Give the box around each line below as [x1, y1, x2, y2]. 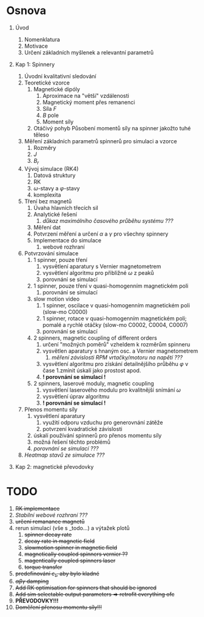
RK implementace [15, 504, 60, 512]
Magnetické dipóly [33, 85, 81, 92]
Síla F [42, 105, 57, 112]
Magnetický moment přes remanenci [42, 99, 136, 106]
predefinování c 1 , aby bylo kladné [15, 570, 100, 578]
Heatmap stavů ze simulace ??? [24, 451, 105, 458]
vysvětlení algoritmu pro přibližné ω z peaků [42, 269, 155, 276]
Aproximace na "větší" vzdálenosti [42, 92, 129, 99]
